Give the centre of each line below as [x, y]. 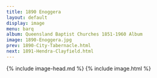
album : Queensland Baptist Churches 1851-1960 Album [75, 34]
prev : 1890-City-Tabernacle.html [49, 46]
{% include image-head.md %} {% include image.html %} [78, 68]
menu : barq [20, 29]
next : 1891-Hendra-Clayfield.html [50, 51]
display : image [26, 23]
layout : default [27, 18]
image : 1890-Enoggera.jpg [39, 40]
